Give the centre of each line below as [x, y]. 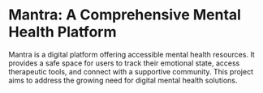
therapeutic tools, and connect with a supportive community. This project [131, 71]
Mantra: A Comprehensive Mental [125, 15]
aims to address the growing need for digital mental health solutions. [123, 80]
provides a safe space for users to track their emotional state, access [124, 63]
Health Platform [63, 32]
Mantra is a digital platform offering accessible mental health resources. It [132, 54]
